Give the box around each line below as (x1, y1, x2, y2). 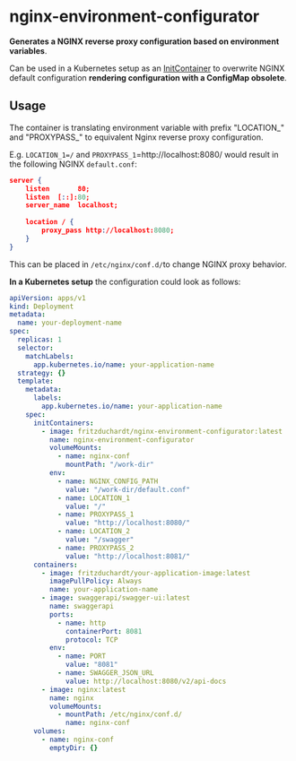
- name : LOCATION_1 (57, 493, 130, 503)
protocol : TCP (65, 635, 118, 644)
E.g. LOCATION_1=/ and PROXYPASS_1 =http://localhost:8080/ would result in (9, 149, 279, 160)
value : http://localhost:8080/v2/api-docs (65, 677, 227, 686)
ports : (48, 610, 74, 619)
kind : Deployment (9, 302, 74, 311)
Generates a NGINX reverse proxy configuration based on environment (9, 36, 280, 47)
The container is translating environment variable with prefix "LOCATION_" (9, 122, 285, 133)
